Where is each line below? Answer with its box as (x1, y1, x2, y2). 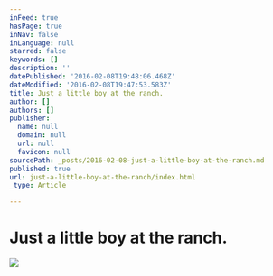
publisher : (9, 114, 51, 123)
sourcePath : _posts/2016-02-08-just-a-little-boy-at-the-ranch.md (9, 155, 265, 165)
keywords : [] (9, 55, 59, 64)
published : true (9, 164, 71, 173)
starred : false (9, 47, 67, 56)
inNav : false (9, 30, 59, 39)
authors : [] (9, 106, 54, 115)
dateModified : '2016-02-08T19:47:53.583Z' (9, 80, 172, 89)
